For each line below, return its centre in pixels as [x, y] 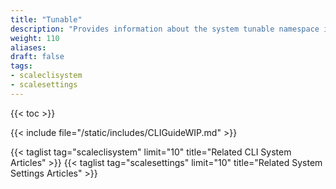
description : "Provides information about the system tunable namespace [165, 29]
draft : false [37, 57]
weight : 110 [35, 38]
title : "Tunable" [46, 19]
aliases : [28, 47]
